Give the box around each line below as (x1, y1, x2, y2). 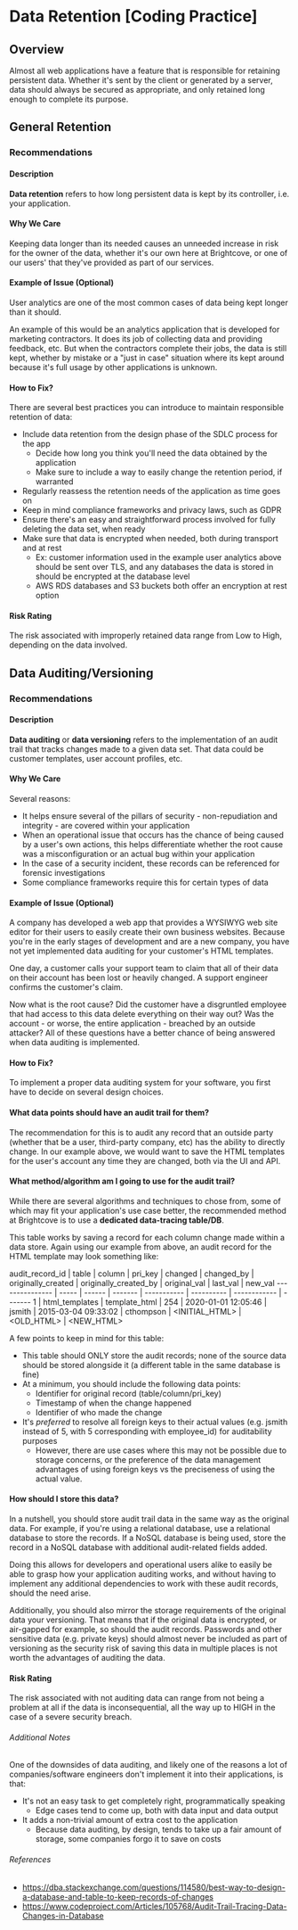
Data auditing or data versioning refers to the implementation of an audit (9, 734, 278, 745)
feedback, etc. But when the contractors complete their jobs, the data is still (9, 342, 287, 353)
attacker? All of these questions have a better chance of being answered (9, 1027, 276, 1038)
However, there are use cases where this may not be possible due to (35, 1445, 287, 1456)
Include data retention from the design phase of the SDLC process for (21, 429, 278, 440)
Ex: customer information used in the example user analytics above (35, 552, 282, 563)
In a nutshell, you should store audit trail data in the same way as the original (9, 1513, 290, 1524)
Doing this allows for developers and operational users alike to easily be (9, 1559, 273, 1571)
